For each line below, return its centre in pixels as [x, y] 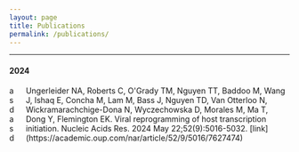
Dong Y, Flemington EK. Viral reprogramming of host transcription [146, 119]
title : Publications [48, 26]
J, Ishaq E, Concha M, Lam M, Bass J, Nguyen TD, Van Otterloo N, [146, 100]
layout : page [33, 17]
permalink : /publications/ [59, 34]
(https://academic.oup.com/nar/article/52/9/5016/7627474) [134, 138]
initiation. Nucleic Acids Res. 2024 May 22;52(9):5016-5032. [137, 128]
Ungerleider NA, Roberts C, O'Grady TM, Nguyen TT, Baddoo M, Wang [155, 91]
